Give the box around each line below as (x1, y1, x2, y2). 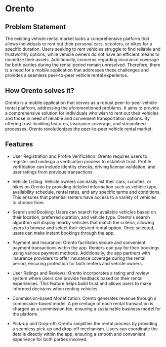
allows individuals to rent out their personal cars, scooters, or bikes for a (5, 41, 152, 47)
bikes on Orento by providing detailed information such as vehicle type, (12, 183, 158, 190)
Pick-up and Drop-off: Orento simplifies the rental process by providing (12, 320, 158, 326)
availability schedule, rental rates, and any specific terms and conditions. (12, 189, 161, 195)
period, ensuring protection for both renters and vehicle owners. (12, 260, 143, 266)
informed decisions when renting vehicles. (12, 285, 99, 291)
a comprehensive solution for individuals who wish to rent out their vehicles (5, 110, 159, 116)
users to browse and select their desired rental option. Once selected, (12, 225, 155, 231)
